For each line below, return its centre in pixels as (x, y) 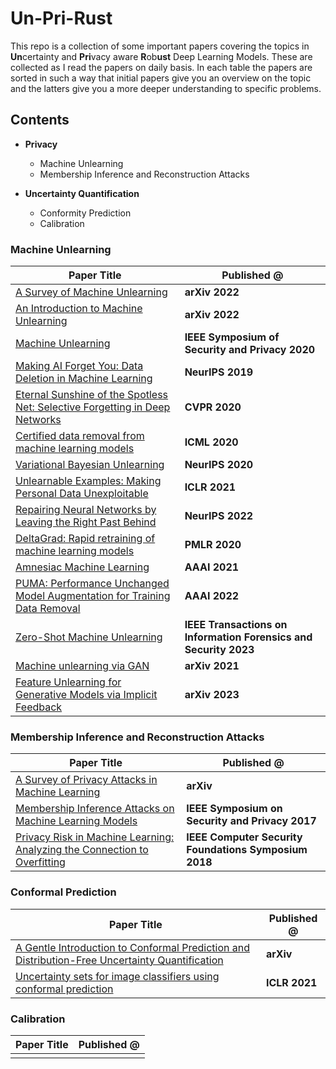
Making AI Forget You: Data (79, 366)
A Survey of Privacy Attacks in (86, 780)
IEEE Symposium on (234, 809)
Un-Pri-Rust (61, 18)
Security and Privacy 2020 (250, 350)
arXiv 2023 (212, 695)
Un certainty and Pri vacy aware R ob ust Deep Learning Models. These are (161, 56)
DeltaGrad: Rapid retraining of (85, 539)
